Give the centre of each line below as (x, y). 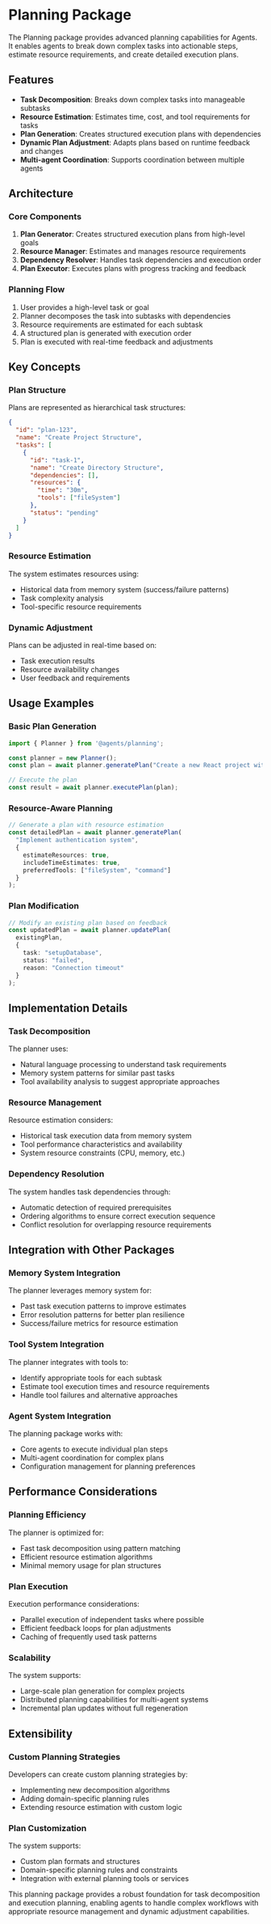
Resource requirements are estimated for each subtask (111, 324)
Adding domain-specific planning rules (85, 1799)
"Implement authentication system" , (77, 840)
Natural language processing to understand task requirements (123, 1065)
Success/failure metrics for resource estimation (99, 1324)
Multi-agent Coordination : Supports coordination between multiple (132, 159)
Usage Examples (51, 703)
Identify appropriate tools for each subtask (91, 1378)
